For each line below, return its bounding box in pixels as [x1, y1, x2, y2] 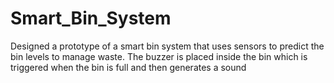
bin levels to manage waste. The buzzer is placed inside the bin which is [10, 50, 308, 62]
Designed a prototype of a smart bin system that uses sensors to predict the [10, 40, 325, 52]
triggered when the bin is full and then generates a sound [10, 61, 247, 73]
